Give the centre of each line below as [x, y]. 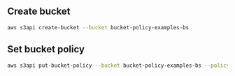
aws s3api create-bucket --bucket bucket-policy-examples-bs [98, 27]
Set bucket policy [46, 49]
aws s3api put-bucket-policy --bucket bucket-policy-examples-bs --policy [119, 66]
